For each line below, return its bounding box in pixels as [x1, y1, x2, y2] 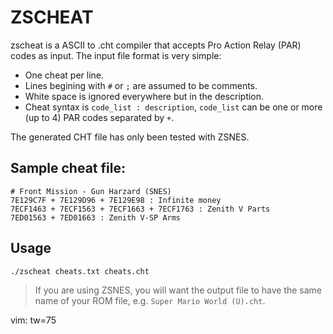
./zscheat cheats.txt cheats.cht [10, 266, 150, 276]
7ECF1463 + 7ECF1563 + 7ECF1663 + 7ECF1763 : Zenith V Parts [10, 204, 271, 214]
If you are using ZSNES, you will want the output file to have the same [34, 284, 322, 296]
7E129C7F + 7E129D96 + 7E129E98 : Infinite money [10, 195, 222, 205]
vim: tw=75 [10, 314, 57, 326]
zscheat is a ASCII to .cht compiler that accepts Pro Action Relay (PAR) [10, 39, 302, 51]
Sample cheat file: [10, 160, 126, 177]
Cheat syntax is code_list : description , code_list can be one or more [24, 101, 323, 113]
